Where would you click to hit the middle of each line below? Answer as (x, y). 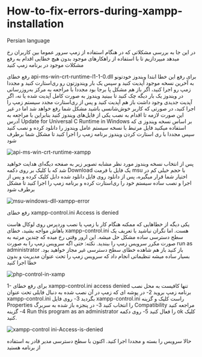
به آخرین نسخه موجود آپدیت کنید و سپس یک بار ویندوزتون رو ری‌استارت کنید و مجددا (100, 83)
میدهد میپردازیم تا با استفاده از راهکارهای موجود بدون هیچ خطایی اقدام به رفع (93, 58)
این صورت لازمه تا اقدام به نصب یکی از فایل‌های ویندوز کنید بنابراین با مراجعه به (95, 115)
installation (35, 24)
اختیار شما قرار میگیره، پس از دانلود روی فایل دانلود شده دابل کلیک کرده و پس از (97, 176)
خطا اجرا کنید (22, 262)
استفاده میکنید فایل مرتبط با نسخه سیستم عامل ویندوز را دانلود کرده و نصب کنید (96, 127)
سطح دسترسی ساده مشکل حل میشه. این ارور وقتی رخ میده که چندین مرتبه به (95, 237)
